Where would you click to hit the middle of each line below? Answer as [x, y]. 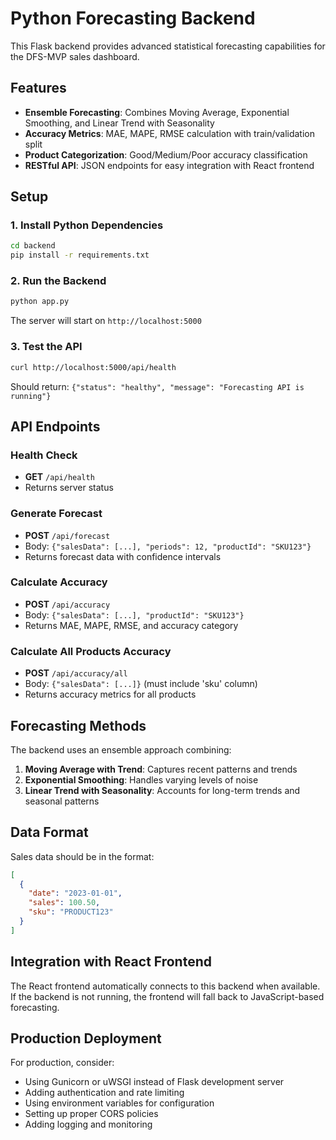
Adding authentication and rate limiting [104, 1093]
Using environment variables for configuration [119, 1103]
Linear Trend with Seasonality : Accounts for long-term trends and [162, 790]
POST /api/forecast [67, 535]
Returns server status [69, 488]
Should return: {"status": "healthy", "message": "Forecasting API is [157, 386]
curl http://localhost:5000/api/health [93, 367]
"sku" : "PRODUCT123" [71, 912]
